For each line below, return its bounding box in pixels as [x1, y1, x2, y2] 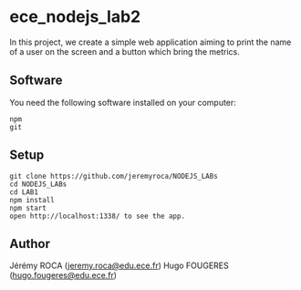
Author [9, 235, 50, 252]
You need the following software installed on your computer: [9, 97, 237, 108]
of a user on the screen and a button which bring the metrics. [9, 46, 240, 57]
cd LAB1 [9, 187, 39, 197]
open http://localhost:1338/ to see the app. [9, 212, 185, 221]
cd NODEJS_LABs [9, 180, 67, 189]
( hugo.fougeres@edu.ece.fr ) [9, 270, 117, 281]
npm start [9, 203, 47, 212]
